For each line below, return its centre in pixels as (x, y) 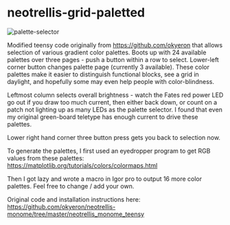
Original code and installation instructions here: (74, 199)
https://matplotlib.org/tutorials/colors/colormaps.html (82, 165)
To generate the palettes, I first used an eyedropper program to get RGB (109, 151)
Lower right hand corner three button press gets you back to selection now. (114, 137)
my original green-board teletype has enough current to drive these (103, 117)
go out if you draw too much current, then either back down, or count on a (112, 102)
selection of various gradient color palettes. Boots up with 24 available (107, 52)
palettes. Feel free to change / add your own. (71, 186)
